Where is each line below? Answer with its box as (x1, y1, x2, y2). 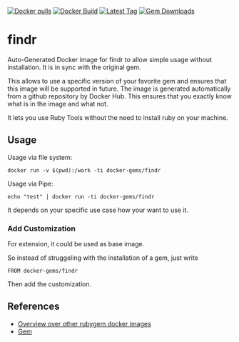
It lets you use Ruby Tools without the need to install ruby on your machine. (7, 113, 228, 121)
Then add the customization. (7, 280, 92, 288)
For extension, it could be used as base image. (7, 240, 145, 248)
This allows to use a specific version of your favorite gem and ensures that (7, 76, 227, 85)
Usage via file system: (7, 153, 73, 161)
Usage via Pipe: (7, 179, 54, 188)
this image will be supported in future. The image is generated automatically (7, 84, 231, 93)
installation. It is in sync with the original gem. (7, 63, 141, 71)
